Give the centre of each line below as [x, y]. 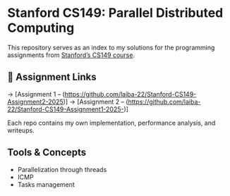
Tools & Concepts [47, 153]
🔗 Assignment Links [52, 77]
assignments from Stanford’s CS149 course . [71, 55]
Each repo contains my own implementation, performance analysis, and [111, 123]
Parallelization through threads [62, 169]
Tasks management [46, 184]
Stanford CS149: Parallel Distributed [115, 13]
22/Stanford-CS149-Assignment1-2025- [66, 109]
